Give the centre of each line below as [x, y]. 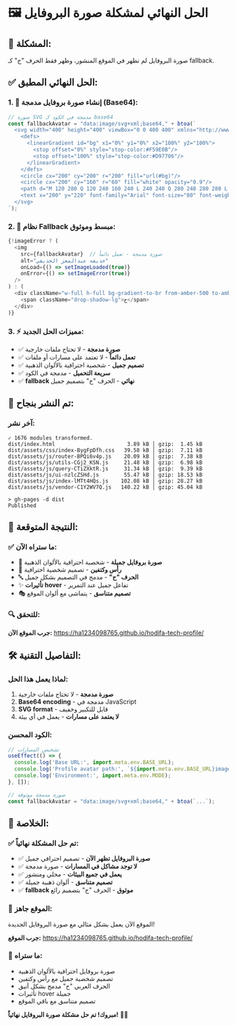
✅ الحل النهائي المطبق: [53, 83]
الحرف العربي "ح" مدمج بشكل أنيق [64, 986]
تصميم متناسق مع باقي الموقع [57, 1001]
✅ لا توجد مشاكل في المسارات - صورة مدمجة [78, 867]
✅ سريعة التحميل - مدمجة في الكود [64, 373]
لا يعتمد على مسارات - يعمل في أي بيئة [69, 717]
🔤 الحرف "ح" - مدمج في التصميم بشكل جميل [78, 577]
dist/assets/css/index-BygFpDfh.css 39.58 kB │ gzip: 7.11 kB [105, 450]
